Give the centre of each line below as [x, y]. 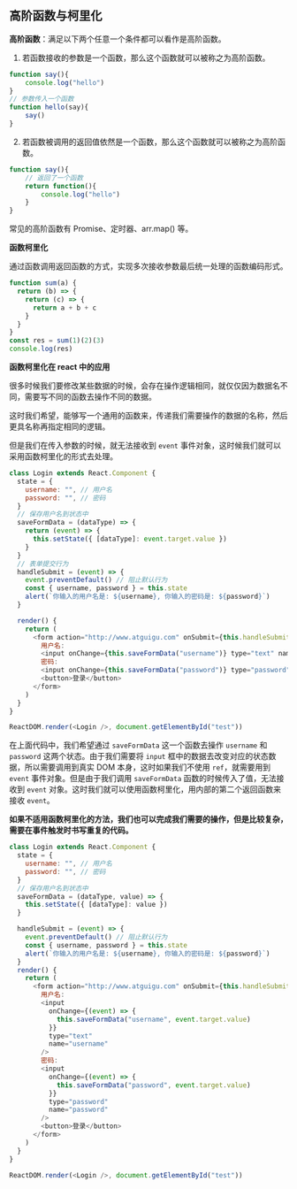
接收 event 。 [32, 801]
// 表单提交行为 [43, 564]
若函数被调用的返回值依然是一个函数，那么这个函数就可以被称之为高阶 [150, 142]
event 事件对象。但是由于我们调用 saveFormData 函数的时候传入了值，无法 [143, 779]
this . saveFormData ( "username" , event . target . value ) [153, 1019]
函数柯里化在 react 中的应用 [60, 367]
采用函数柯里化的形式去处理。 [63, 456]
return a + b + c [65, 308]
